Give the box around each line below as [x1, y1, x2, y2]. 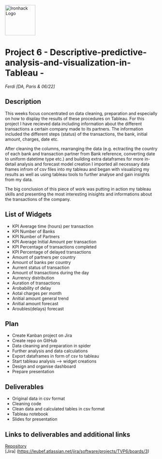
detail [5, 161, 16, 167]
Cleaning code [12, 401, 42, 407]
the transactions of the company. [5, 196, 71, 202]
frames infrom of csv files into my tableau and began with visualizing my [5, 166, 149, 172]
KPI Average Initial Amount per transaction [12, 239, 97, 245]
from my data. [5, 177, 33, 182]
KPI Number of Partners [12, 233, 60, 239]
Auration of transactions [12, 280, 60, 286]
